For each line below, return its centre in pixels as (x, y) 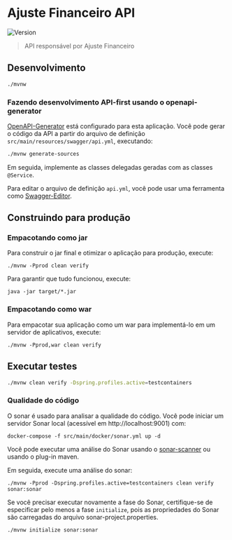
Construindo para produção (69, 218)
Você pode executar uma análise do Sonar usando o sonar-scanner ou (109, 449)
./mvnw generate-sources (43, 154)
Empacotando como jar (48, 238)
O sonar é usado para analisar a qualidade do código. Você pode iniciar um (115, 416)
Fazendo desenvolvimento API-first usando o (86, 102)
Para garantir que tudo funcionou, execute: (69, 279)
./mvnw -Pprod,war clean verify (54, 345)
